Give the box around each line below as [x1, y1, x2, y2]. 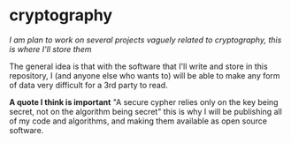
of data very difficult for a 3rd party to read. [9, 79, 168, 90]
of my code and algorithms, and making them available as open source [9, 116, 268, 126]
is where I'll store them [9, 43, 92, 54]
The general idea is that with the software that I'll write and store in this [9, 61, 268, 71]
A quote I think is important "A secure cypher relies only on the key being [9, 96, 279, 107]
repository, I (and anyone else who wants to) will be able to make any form [9, 70, 280, 80]
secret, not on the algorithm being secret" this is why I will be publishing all [9, 106, 283, 117]
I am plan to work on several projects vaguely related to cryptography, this [9, 34, 282, 45]
